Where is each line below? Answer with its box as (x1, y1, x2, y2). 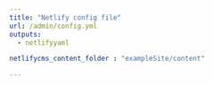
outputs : (9, 30, 42, 38)
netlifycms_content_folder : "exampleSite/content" (9, 55, 205, 64)
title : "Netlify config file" (9, 13, 122, 22)
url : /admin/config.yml (9, 21, 98, 30)
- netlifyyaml (17, 38, 70, 47)
